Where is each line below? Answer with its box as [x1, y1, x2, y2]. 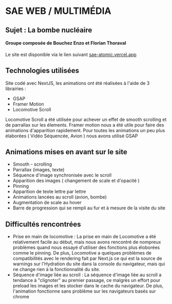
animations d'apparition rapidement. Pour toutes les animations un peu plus [5, 127, 165, 133]
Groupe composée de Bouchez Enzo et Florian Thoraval [5, 40, 127, 46]
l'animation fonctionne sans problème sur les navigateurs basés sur [12, 288, 156, 294]
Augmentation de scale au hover [12, 200, 82, 206]
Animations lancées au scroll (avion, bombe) [12, 194, 107, 200]
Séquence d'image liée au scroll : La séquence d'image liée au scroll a [12, 272, 162, 278]
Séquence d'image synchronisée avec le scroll [12, 172, 112, 178]
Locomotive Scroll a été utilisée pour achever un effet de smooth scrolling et [5, 116, 167, 122]
